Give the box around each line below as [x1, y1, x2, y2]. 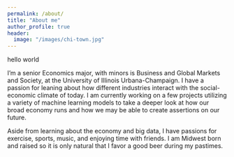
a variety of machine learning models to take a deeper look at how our [7, 98, 210, 107]
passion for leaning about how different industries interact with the [7, 84, 199, 92]
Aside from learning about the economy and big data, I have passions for [7, 127, 217, 135]
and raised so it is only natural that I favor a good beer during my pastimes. [7, 142, 224, 150]
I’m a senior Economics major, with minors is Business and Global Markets [7, 69, 221, 77]
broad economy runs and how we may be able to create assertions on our [7, 106, 220, 114]
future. [7, 113, 27, 122]
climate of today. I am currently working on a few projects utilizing [37, 91, 227, 100]
